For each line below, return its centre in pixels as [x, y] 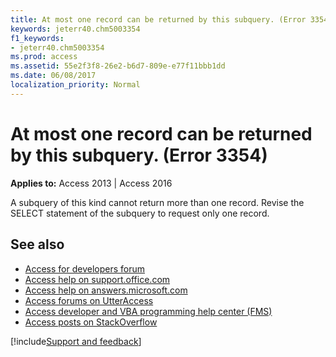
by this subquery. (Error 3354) [139, 155]
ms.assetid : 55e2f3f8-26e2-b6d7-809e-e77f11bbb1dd [118, 66]
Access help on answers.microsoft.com [106, 290]
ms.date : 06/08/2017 [53, 76]
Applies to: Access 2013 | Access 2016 [91, 183]
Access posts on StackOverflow [91, 322]
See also [37, 244]
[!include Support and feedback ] [76, 341]
